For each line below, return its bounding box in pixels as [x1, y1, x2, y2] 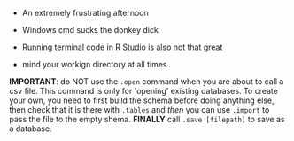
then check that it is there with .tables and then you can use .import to [9, 105, 270, 114]
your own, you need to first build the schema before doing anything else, [9, 95, 275, 106]
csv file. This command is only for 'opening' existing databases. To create [9, 86, 279, 96]
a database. [9, 123, 52, 134]
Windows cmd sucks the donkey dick [21, 25, 159, 35]
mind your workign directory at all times [21, 59, 167, 69]
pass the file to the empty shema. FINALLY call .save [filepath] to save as [9, 114, 285, 124]
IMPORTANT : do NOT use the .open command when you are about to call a [9, 76, 284, 87]
